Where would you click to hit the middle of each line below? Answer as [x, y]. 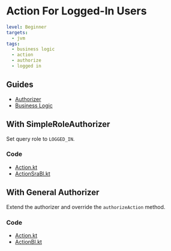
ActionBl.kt [28, 241]
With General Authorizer [53, 193]
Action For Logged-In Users [76, 11]
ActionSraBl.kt [33, 173]
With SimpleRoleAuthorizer [58, 124]
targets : [17, 32]
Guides [20, 85]
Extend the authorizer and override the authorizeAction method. [86, 207]
